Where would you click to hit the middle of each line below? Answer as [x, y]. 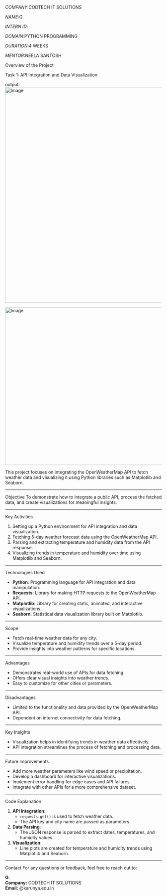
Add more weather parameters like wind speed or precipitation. [77, 771]
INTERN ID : [17, 26]
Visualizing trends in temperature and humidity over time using [77, 553]
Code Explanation [23, 801]
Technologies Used [25, 572]
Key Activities [19, 517]
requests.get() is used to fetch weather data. [66, 816]
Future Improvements [27, 761]
